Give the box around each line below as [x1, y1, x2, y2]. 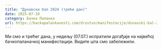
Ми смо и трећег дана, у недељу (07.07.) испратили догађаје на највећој [5, 34, 154, 39]
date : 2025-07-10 [5, 12, 40, 16]
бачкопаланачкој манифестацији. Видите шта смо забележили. [5, 39, 135, 45]
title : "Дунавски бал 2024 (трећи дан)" [5, 7, 88, 12]
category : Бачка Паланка [5, 16, 55, 21]
